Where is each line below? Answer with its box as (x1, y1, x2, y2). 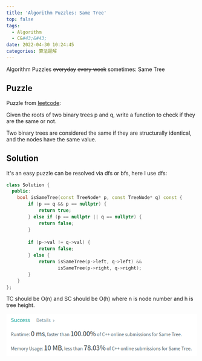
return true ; (38, 207, 71, 214)
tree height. (6, 302, 35, 309)
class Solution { (6, 182, 50, 188)
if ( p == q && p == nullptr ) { (28, 201, 107, 207)
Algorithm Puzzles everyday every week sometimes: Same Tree (6, 66, 165, 73)
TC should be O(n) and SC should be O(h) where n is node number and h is (6, 295, 194, 303)
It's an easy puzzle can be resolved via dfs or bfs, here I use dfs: (6, 169, 168, 177)
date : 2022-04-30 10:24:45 (6, 42, 74, 48)
